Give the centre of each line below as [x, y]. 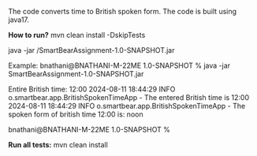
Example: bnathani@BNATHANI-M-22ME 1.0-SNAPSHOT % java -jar [119, 65]
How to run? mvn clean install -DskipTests [77, 35]
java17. [19, 20]
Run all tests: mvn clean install [58, 145]
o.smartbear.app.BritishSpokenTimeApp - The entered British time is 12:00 [129, 97]
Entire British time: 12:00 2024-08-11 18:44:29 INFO [92, 89]
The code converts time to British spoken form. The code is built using [123, 11]
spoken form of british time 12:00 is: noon [76, 114]
